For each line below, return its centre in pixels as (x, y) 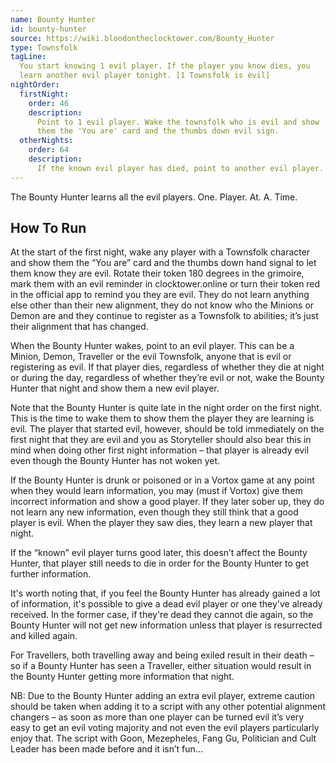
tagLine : (28, 57)
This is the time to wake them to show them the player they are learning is (162, 418)
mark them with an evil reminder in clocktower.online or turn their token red (165, 284)
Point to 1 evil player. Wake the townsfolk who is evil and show (178, 122)
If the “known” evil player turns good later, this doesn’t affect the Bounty (159, 553)
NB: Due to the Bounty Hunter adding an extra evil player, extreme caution (163, 696)
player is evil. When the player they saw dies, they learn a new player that (161, 523)
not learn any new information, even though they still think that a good (154, 512)
